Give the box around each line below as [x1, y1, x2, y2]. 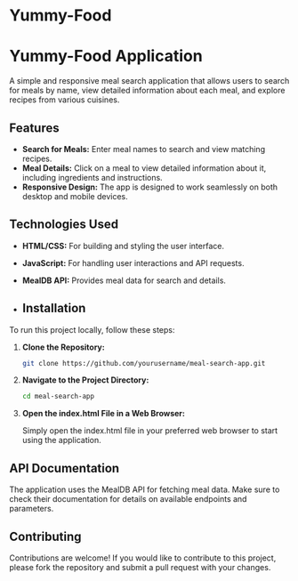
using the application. [21, 435, 102, 446]
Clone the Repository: [21, 342, 105, 352]
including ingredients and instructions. [21, 172, 163, 182]
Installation [21, 301, 86, 316]
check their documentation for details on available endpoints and [9, 494, 247, 504]
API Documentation [9, 460, 120, 476]
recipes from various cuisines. [9, 94, 120, 105]
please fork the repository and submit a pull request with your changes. [9, 561, 271, 572]
